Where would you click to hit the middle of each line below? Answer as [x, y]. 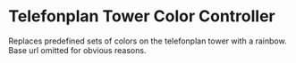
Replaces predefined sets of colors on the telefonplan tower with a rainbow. [148, 41]
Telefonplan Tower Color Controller [142, 16]
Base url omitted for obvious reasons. [77, 50]
